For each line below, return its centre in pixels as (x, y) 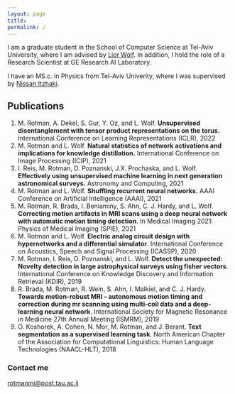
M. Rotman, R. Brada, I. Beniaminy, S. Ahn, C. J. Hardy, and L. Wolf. (115, 206)
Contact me (28, 368)
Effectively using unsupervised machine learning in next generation (120, 176)
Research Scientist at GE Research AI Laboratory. (80, 62)
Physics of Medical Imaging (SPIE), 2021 (77, 229)
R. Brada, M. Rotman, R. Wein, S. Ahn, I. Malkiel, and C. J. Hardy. (112, 289)
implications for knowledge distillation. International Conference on (118, 153)
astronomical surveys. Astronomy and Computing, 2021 (100, 184)
